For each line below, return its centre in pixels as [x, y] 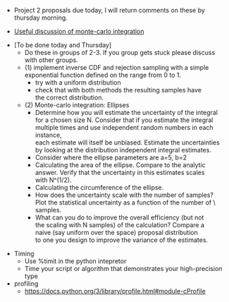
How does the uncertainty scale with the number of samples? [124, 195]
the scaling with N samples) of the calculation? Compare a [120, 225]
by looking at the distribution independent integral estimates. [123, 150]
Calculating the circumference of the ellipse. [99, 187]
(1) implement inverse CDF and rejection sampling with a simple [117, 67]
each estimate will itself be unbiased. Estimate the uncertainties [127, 143]
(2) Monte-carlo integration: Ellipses [77, 105]
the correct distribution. [69, 97]
